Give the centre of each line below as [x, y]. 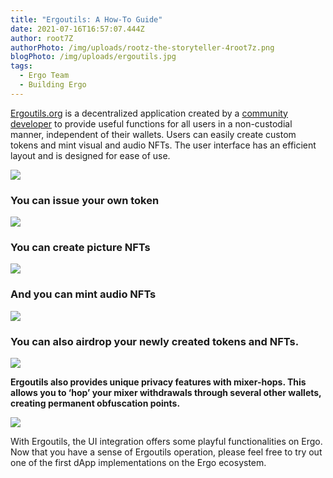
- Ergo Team [44, 76]
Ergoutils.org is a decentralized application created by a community [149, 113]
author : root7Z [42, 38]
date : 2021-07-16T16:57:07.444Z [77, 29]
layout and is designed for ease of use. [90, 155]
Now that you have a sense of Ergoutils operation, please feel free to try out [166, 452]
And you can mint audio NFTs [83, 294]
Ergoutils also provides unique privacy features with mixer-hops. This [158, 382]
